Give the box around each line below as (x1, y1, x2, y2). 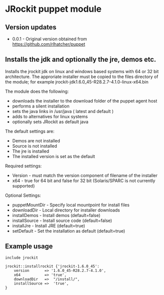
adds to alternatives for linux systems (12, 113, 88, 119)
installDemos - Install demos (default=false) (12, 212, 101, 218)
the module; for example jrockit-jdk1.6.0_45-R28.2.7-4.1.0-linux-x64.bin (5, 79, 149, 84)
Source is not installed (12, 143, 57, 149)
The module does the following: (5, 88, 69, 94)
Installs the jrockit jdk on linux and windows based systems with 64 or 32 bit (5, 68, 159, 74)
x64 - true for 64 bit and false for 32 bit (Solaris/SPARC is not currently (12, 178, 156, 184)
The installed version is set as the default (12, 153, 95, 159)
